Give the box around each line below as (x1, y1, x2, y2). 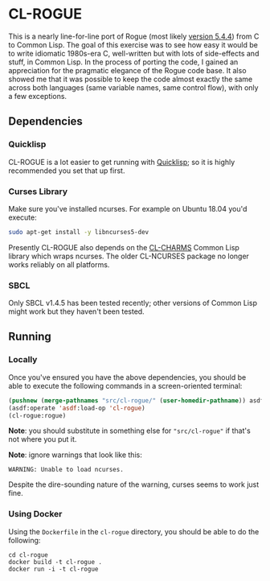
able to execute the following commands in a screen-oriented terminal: (8, 381, 243, 390)
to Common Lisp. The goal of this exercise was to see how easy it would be (8, 39, 259, 49)
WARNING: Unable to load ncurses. (8, 466, 125, 474)
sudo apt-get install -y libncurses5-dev (8, 228, 149, 236)
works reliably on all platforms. (8, 259, 110, 270)
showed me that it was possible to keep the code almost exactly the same (8, 74, 253, 84)
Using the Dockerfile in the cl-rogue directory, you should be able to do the (8, 526, 260, 536)
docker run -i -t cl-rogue (8, 565, 99, 573)
